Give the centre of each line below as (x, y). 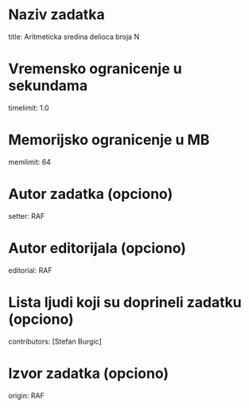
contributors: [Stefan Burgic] (55, 341)
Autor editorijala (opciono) (97, 248)
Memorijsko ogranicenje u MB (109, 140)
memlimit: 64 (30, 161)
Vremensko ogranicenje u (95, 69)
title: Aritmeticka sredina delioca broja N (74, 37)
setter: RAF (27, 216)
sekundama (48, 86)
